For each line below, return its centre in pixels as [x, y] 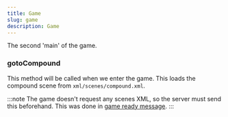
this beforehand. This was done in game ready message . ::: [91, 106]
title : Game [24, 13]
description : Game [33, 26]
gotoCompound [34, 64]
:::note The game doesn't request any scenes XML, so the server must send [114, 99]
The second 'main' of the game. [52, 46]
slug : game [23, 20]
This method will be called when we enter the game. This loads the [102, 78]
